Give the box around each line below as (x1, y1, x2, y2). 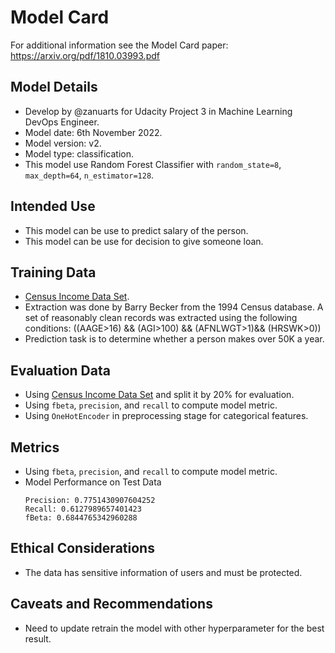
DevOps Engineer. (24, 116, 100, 128)
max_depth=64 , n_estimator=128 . (24, 169, 155, 181)
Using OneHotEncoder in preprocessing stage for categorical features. (24, 410, 309, 422)
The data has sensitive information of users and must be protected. (24, 566, 303, 578)
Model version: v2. (24, 137, 102, 149)
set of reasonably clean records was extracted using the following (24, 312, 298, 324)
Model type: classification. (24, 147, 134, 160)
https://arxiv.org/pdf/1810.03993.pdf (10, 49, 160, 61)
